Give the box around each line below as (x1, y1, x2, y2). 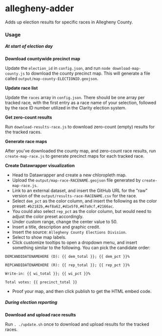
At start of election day (5, 43, 53, 49)
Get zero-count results (5, 114, 52, 120)
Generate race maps (5, 138, 47, 144)
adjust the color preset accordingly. (12, 213, 84, 219)
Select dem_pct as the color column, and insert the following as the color (12, 198, 157, 204)
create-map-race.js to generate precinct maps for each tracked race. (5, 153, 145, 159)
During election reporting (5, 299, 58, 305)
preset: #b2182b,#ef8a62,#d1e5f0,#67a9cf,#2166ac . (12, 203, 114, 209)
